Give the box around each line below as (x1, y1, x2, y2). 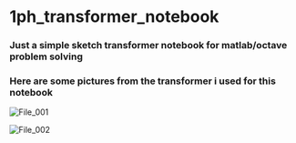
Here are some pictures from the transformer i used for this (9, 75, 276, 87)
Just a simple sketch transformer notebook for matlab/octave (9, 39, 288, 52)
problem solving (9, 50, 84, 63)
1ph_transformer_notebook (9, 6, 219, 27)
